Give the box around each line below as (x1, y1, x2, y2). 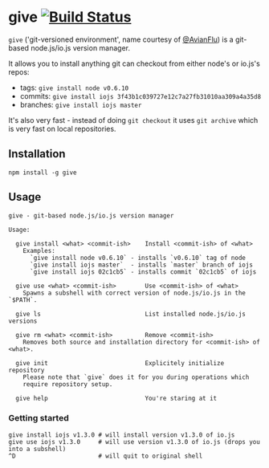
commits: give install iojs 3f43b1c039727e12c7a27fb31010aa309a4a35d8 (19, 91, 262, 100)
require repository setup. (22, 380, 113, 389)
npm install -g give (8, 169, 78, 177)
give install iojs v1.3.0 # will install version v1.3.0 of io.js (8, 430, 235, 439)
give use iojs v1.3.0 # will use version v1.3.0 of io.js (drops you (8, 437, 261, 446)
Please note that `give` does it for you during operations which (22, 373, 250, 381)
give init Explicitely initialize (15, 359, 225, 367)
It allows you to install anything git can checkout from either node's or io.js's (8, 59, 261, 68)
